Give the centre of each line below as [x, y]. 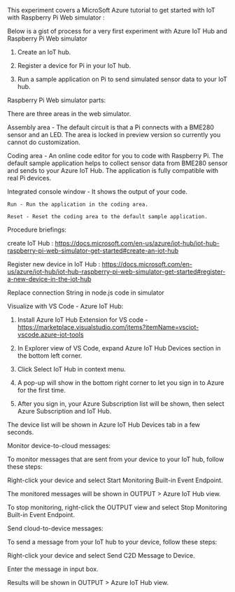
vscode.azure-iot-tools [50, 334]
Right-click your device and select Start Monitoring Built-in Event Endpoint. [115, 480]
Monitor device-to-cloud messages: [59, 446]
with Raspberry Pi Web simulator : [56, 17]
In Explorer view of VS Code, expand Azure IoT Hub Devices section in [119, 348]
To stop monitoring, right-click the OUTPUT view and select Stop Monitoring [117, 507]
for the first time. [42, 390]
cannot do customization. [44, 142]
